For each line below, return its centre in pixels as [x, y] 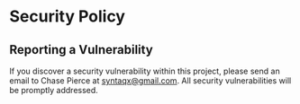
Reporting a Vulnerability [81, 50]
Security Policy [68, 17]
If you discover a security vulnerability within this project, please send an [145, 71]
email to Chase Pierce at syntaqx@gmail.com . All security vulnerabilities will [150, 81]
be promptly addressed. [54, 90]
